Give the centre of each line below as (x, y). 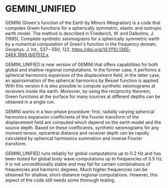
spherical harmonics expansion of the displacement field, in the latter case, (83, 75)
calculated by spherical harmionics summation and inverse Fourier (74, 138)
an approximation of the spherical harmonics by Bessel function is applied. (82, 80)
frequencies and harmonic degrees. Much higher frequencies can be (76, 169)
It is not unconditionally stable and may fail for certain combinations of (78, 164)
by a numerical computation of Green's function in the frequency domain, (81, 44)
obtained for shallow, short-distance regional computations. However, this (81, 174)
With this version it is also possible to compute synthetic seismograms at (80, 85)
